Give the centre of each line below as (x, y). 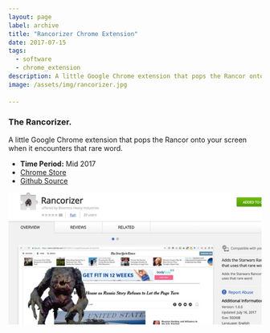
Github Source (44, 181)
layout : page (30, 17)
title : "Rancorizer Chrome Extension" (73, 34)
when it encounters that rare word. (65, 148)
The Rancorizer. (40, 122)
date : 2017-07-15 (37, 43)
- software (34, 59)
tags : (17, 51)
